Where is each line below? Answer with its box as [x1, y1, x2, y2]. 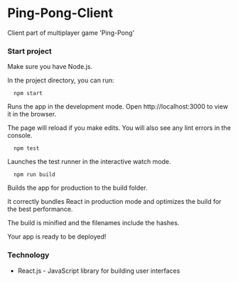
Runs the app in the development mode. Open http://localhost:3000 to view [7, 102, 229, 111]
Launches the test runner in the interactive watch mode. [7, 158, 172, 166]
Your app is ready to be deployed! [7, 232, 107, 241]
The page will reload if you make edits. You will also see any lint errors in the [7, 124, 231, 132]
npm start [13, 90, 43, 97]
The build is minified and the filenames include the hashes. [7, 219, 180, 227]
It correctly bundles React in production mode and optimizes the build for [7, 197, 222, 206]
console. [7, 131, 33, 140]
